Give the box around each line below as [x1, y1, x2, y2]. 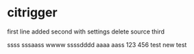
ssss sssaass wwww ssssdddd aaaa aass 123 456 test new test [7, 40, 187, 49]
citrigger [7, 5, 58, 21]
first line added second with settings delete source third [7, 27, 165, 36]
